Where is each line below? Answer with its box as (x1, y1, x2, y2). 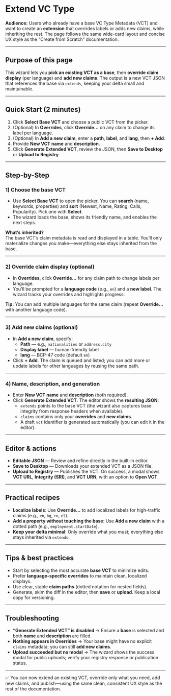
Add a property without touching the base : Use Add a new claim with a (12, 518, 165, 524)
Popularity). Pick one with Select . (12, 209, 83, 215)
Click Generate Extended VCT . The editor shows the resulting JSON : (12, 397, 159, 403)
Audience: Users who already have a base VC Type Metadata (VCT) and (5, 20, 158, 26)
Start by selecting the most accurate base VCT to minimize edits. (12, 567, 150, 573)
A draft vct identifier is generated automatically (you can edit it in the (20, 419, 165, 425)
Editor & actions (5, 444, 57, 452)
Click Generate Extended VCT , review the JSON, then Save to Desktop (12, 146, 163, 152)
